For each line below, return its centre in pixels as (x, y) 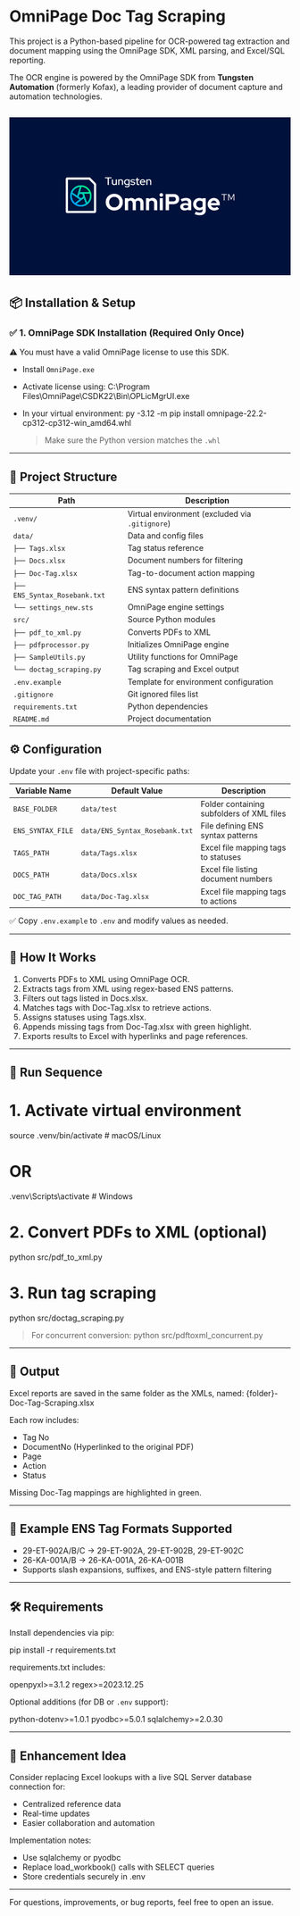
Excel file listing (229, 870)
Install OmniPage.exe (58, 370)
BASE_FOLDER (35, 810)
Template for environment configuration (200, 681)
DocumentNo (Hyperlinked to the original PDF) (108, 1446)
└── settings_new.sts (53, 608)
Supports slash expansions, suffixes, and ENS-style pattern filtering (147, 1570)
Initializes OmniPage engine (178, 644)
